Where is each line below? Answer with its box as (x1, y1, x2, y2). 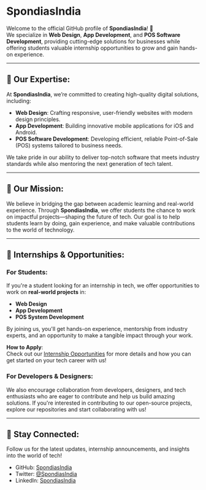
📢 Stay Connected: (6, 429, 80, 440)
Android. (15, 128, 37, 136)
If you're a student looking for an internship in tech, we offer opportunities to (6, 282, 200, 289)
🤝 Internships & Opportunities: (6, 249, 124, 260)
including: (6, 97, 32, 104)
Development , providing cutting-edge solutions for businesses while (6, 37, 180, 45)
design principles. (15, 115, 61, 123)
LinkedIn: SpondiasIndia (15, 477, 76, 484)
